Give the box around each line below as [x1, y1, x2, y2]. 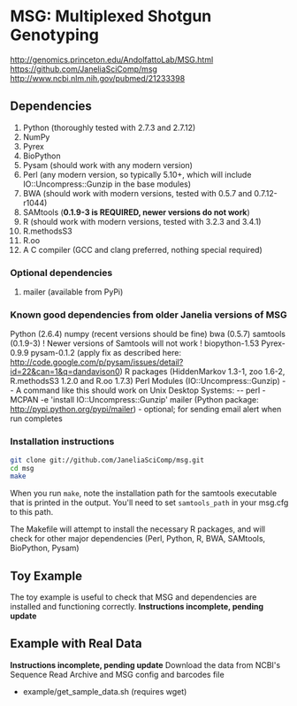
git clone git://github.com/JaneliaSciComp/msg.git [10, 456, 204, 464]
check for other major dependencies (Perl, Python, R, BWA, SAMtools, [10, 533, 266, 544]
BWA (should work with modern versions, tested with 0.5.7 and [22, 188, 253, 198]
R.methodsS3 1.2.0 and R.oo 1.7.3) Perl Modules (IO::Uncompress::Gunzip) [10, 376, 281, 387]
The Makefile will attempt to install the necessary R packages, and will [10, 524, 266, 534]
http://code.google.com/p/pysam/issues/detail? [10, 357, 184, 368]
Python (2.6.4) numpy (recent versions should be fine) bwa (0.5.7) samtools [10, 329, 286, 340]
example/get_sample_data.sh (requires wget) [22, 686, 187, 696]
